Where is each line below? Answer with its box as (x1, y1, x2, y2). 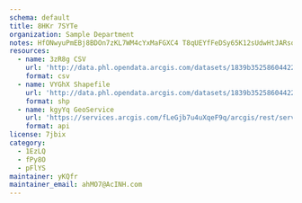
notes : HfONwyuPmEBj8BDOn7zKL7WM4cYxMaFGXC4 (9, 38, 179, 48)
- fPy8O (17, 154, 47, 164)
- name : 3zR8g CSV (17, 55, 87, 64)
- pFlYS (17, 163, 47, 172)
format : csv (25, 72, 70, 81)
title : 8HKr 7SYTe (9, 22, 78, 31)
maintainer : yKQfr (9, 172, 78, 181)
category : (9, 138, 47, 147)
